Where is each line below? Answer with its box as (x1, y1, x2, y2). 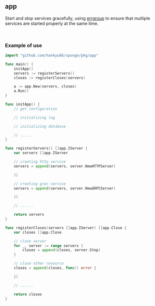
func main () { (5, 62, 34, 67)
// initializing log (14, 115, 55, 120)
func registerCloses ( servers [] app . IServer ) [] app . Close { (5, 225, 127, 230)
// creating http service (14, 159, 66, 164)
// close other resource (14, 261, 64, 266)
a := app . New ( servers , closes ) (14, 84, 77, 89)
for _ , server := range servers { (14, 243, 83, 248)
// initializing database (14, 124, 66, 129)
